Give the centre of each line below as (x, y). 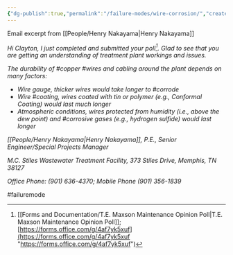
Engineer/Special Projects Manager (58, 147)
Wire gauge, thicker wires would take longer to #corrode (98, 89)
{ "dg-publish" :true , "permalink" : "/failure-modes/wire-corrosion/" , (107, 14)
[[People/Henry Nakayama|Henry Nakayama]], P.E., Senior (92, 140)
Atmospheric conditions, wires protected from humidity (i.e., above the (118, 112)
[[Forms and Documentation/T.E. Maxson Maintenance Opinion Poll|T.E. (120, 215)
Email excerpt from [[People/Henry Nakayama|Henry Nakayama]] (101, 33)
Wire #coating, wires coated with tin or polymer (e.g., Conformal (110, 97)
